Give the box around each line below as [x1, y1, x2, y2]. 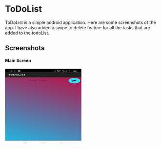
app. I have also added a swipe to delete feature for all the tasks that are [5, 24, 150, 30]
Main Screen [5, 57, 32, 63]
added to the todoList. [5, 30, 50, 36]
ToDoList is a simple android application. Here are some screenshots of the [5, 19, 156, 25]
